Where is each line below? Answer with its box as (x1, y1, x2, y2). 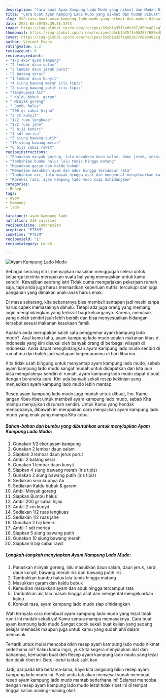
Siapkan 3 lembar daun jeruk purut (12, 452, 83, 457)
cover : (5, 35, 19, 40)
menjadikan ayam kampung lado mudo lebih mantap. (5, 381, 113, 387)
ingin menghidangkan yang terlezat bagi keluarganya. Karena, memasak (5, 310, 152, 316)
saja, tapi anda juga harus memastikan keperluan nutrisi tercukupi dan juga (5, 285, 158, 290)
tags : (5, 191, 17, 196)
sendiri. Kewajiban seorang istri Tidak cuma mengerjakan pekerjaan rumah (5, 279, 157, 285)
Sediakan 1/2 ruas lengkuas (12, 509, 69, 515)
